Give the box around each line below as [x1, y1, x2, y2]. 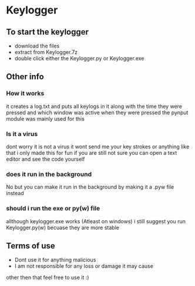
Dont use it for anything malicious [14, 256, 96, 264]
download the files [14, 42, 60, 49]
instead [6, 190, 25, 197]
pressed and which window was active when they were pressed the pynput [6, 109, 189, 116]
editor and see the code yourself [6, 155, 85, 162]
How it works [6, 89, 45, 97]
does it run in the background [6, 170, 92, 178]
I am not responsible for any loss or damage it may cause [14, 263, 154, 270]
